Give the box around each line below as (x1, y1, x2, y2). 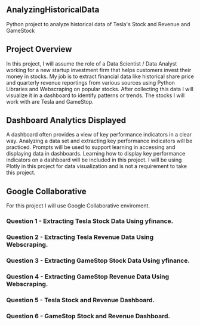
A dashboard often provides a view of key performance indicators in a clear (6, 131, 192, 138)
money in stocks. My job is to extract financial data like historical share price (6, 73, 194, 80)
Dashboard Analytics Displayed (6, 116, 127, 126)
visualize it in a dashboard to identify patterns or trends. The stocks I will (6, 92, 185, 99)
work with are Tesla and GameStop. (6, 98, 94, 105)
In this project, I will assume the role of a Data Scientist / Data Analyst (6, 60, 177, 67)
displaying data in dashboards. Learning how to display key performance (6, 150, 186, 157)
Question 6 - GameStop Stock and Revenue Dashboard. (6, 312, 170, 320)
